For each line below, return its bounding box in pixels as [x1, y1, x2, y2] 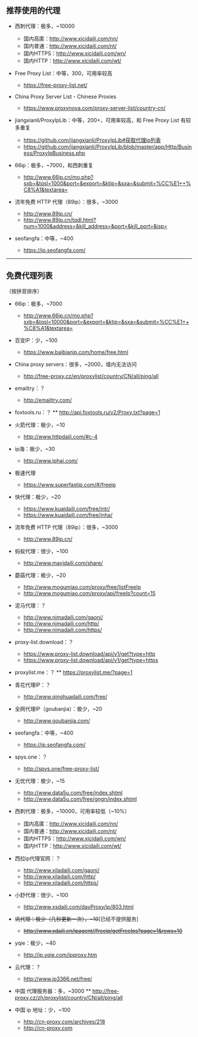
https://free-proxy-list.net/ [23, 82, 88, 89]
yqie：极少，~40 [14, 939, 56, 947]
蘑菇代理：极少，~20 [14, 571, 66, 578]
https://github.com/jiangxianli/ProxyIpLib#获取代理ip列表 [23, 136, 161, 144]
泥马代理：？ [14, 602, 46, 609]
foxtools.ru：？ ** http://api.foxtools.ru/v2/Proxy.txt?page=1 [14, 408, 160, 415]
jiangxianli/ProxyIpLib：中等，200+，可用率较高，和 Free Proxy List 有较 [14, 116, 192, 123]
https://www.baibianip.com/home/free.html [23, 348, 128, 356]
